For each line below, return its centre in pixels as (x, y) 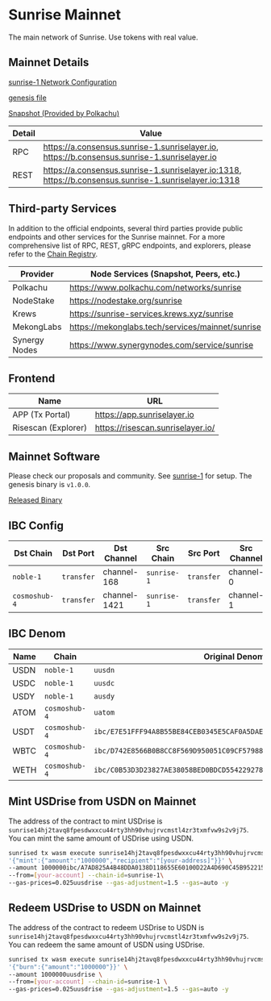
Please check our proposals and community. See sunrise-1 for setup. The (130, 476)
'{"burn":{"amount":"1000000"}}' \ (68, 967)
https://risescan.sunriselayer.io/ (155, 428)
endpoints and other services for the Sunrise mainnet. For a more (117, 236)
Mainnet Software (54, 456)
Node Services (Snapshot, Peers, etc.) (165, 273)
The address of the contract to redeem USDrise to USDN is (106, 927)
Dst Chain (33, 553)
